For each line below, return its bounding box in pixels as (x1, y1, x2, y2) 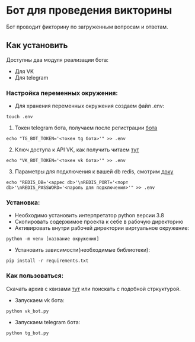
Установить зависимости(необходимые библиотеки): (14, 246, 150, 254)
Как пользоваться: (6, 271, 64, 280)
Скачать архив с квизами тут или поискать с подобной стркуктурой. (6, 285, 181, 292)
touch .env (6, 114, 33, 120)
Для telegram (14, 74, 49, 81)
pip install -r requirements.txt (6, 258, 89, 264)
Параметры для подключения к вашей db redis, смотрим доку (14, 168, 174, 175)
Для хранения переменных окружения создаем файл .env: (14, 102, 165, 110)
